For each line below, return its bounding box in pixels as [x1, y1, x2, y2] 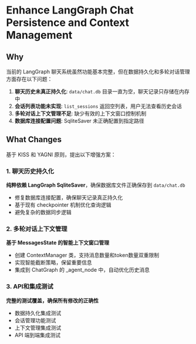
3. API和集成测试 [6, 282, 54, 291]
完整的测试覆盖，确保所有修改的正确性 [6, 297, 99, 304]
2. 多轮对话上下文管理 [6, 225, 67, 233]
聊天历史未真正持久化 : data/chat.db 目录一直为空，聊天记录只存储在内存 [14, 88, 190, 95]
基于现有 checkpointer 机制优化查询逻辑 [14, 201, 111, 208]
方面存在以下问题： [6, 76, 53, 82]
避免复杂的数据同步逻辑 [14, 209, 72, 216]
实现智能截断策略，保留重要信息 [14, 259, 92, 266]
